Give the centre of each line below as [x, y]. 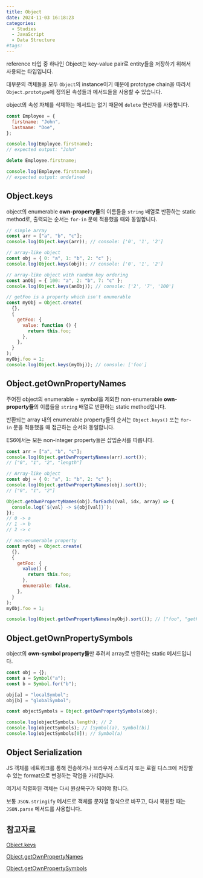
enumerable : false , [47, 586]
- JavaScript [28, 35]
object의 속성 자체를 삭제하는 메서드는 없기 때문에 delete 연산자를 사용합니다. [98, 104]
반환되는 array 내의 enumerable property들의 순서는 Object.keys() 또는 [93, 420]
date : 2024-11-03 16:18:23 [40, 18]
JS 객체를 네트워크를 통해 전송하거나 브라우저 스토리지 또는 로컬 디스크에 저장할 [100, 768]
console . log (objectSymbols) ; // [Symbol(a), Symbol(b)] [78, 728]
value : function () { [50, 325]
